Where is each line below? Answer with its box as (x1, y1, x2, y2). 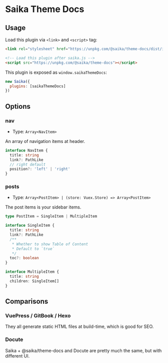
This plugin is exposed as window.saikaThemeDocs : (5, 69, 107, 75)
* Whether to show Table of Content (11, 242, 88, 247)
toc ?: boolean (9, 256, 39, 261)
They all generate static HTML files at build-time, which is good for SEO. (5, 323, 154, 329)
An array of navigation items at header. (5, 138, 85, 144)
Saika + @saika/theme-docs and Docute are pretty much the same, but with (5, 347, 162, 353)
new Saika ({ (5, 79, 30, 84)
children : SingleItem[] (9, 278, 59, 284)
